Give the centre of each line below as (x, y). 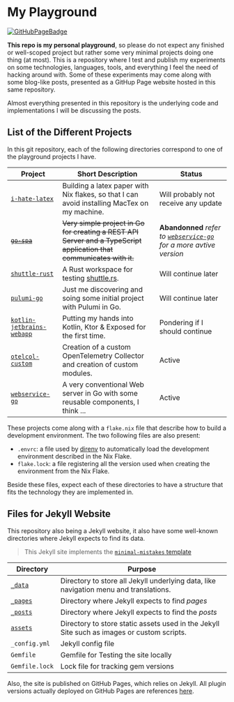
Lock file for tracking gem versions (117, 666)
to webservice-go (187, 236)
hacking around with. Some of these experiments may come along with (109, 75)
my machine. (83, 211)
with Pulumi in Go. (92, 306)
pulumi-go (27, 298)
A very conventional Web (103, 384)
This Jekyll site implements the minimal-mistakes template (108, 551)
